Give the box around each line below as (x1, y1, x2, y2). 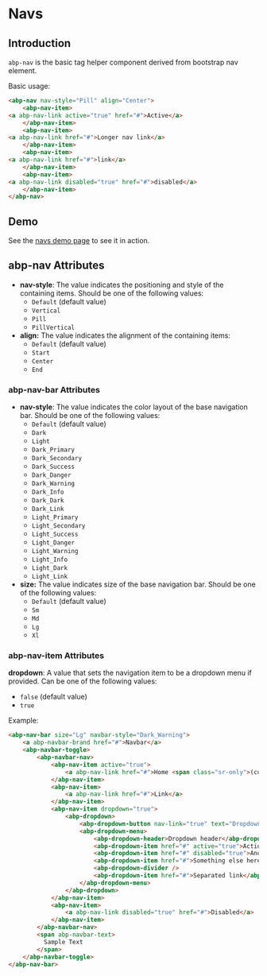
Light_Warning (31, 548, 79, 556)
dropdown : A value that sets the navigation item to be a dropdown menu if (8, 668, 253, 678)
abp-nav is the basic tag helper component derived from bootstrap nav (8, 57, 238, 67)
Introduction (8, 37, 72, 50)
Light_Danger (31, 539, 75, 547)
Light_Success (31, 530, 79, 539)
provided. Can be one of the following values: (8, 676, 157, 686)
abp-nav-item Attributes (8, 650, 105, 661)
